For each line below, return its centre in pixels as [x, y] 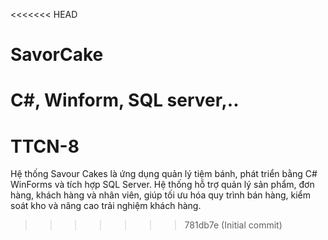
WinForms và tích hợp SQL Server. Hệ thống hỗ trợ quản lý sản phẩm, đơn [162, 185]
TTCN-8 [45, 146]
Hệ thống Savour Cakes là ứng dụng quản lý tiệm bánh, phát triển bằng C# [164, 174]
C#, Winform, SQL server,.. [125, 100]
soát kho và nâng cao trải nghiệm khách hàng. [106, 206]
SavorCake [57, 55]
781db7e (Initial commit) [233, 225]
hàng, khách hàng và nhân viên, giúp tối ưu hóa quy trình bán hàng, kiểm [161, 195]
